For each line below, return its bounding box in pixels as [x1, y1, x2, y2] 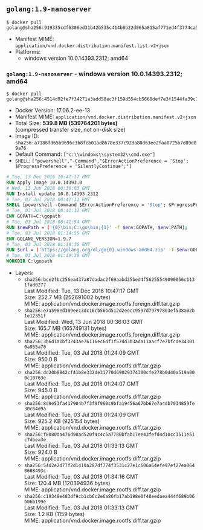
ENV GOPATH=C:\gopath [6, 213, 61, 219]
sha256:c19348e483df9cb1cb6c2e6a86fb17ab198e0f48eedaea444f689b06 [24, 494, 195, 500]
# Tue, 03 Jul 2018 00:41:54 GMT [6, 219, 91, 225]
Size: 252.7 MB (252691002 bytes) [24, 294, 111, 301]
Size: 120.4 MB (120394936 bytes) [24, 480, 111, 487]
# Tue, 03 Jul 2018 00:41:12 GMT [6, 208, 91, 214]
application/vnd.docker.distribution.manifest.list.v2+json [14, 42, 170, 49]
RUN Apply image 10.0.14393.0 [6, 179, 83, 186]
